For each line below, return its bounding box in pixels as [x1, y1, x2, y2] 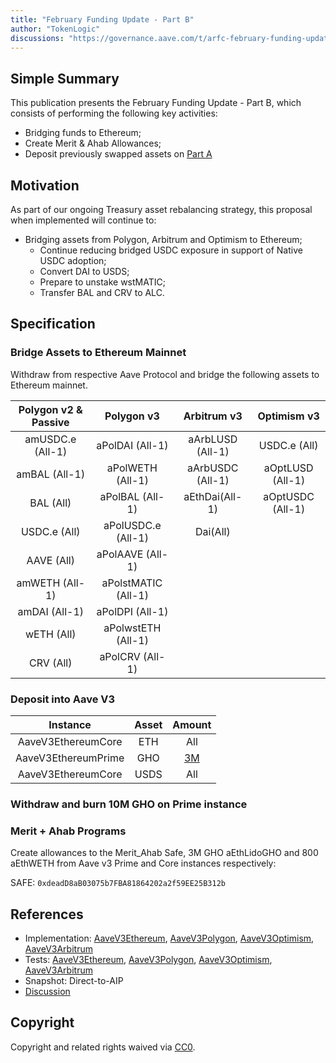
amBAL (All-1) [16, 467, 86, 481]
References [10, 906, 84, 923]
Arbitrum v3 [183, 409, 243, 423]
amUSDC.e [24, 432, 77, 446]
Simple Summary [10, 70, 120, 87]
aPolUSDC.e [103, 518, 162, 532]
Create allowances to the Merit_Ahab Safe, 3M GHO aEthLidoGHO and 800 [10, 847, 319, 859]
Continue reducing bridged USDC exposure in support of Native [39, 244, 303, 256]
